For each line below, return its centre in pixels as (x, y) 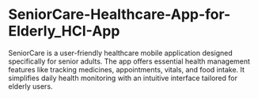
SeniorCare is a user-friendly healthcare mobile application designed (121, 53)
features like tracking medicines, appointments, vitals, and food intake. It (127, 69)
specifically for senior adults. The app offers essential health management (129, 61)
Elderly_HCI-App (64, 31)
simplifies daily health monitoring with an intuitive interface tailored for (123, 78)
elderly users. (30, 86)
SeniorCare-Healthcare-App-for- (120, 15)
